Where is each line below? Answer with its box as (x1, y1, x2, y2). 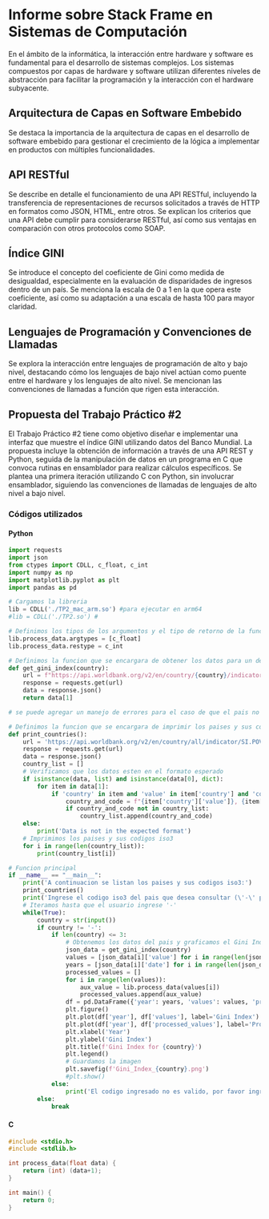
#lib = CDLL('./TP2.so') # (8, 613, 98, 621)
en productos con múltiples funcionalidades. (8, 144, 155, 154)
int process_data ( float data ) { (8, 1160, 116, 1168)
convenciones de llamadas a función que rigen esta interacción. (8, 385, 219, 394)
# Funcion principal (8, 864, 78, 872)
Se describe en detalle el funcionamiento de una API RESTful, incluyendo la (8, 189, 258, 199)
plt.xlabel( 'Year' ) (65, 1027, 130, 1035)
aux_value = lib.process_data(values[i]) (79, 983, 220, 991)
